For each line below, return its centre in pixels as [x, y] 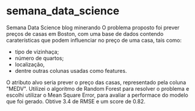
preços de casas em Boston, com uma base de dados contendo [85, 33]
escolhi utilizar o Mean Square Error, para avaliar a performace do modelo [97, 95]
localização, [30, 64]
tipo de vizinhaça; [37, 51]
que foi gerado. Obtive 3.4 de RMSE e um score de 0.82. [76, 101]
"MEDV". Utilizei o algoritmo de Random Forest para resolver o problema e [98, 88]
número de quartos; [39, 58]
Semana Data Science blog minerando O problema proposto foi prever [93, 27]
